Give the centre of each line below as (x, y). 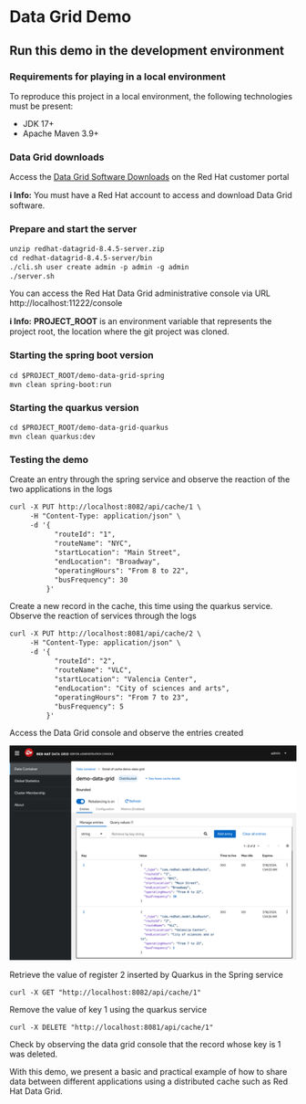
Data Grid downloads (57, 157)
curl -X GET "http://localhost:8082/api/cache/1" (106, 993)
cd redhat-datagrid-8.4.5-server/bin (81, 258)
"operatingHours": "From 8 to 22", (122, 571)
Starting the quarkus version (74, 407)
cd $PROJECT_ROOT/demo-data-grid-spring (87, 375)
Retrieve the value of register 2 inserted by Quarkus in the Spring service (147, 975)
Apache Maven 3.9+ (61, 133)
